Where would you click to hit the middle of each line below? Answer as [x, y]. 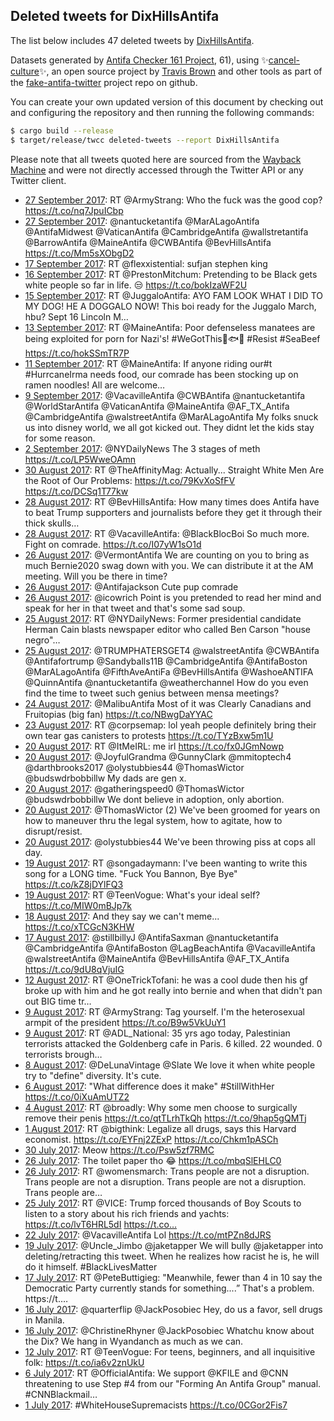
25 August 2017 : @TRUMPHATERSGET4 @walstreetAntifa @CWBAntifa [172, 650]
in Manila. [44, 1320]
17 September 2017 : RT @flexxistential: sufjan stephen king [146, 263]
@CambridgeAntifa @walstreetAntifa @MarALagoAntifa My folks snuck [171, 416]
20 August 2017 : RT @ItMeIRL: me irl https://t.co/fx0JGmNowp [154, 746]
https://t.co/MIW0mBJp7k [78, 905]
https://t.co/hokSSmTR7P [77, 353]
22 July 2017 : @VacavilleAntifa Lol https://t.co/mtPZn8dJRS [148, 1235]
